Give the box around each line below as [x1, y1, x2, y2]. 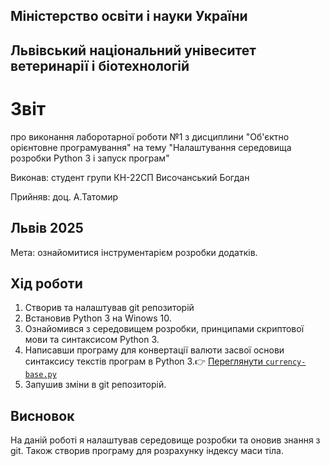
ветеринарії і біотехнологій [10, 57, 190, 74]
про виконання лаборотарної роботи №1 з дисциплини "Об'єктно [10, 130, 290, 143]
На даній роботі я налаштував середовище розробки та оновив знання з [10, 434, 321, 446]
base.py [24, 370, 57, 380]
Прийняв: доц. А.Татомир [10, 190, 119, 203]
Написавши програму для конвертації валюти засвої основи [24, 344, 285, 356]
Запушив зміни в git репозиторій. [24, 379, 167, 391]
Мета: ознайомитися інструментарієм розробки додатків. [10, 246, 258, 258]
